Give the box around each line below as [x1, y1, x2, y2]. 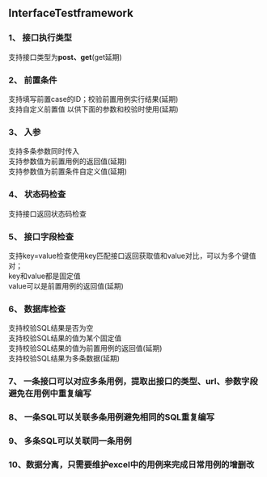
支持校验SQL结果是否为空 [8, 323, 94, 333]
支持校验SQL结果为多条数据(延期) [8, 353, 120, 363]
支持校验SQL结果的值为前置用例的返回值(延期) [8, 344, 163, 353]
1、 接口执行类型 [8, 32, 73, 44]
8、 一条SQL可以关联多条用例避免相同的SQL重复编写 [8, 412, 215, 423]
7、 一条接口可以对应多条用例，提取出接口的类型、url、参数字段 [8, 376, 258, 387]
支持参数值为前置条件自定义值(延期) [8, 167, 128, 176]
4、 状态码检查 [8, 189, 66, 201]
